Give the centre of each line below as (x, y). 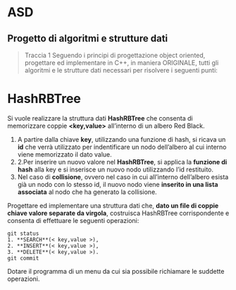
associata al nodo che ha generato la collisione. (87, 192)
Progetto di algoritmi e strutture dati (88, 38)
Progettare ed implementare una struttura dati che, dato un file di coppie (113, 205)
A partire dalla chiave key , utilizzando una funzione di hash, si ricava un (122, 139)
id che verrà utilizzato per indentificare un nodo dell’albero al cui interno (122, 147)
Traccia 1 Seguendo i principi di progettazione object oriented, (115, 55)
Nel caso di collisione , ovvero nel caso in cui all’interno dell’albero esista (123, 176)
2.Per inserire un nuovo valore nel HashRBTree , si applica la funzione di (122, 162)
